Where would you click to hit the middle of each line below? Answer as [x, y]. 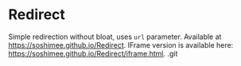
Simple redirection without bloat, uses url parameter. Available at [115, 37]
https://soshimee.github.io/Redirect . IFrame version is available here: [121, 45]
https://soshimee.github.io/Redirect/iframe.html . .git [93, 53]
